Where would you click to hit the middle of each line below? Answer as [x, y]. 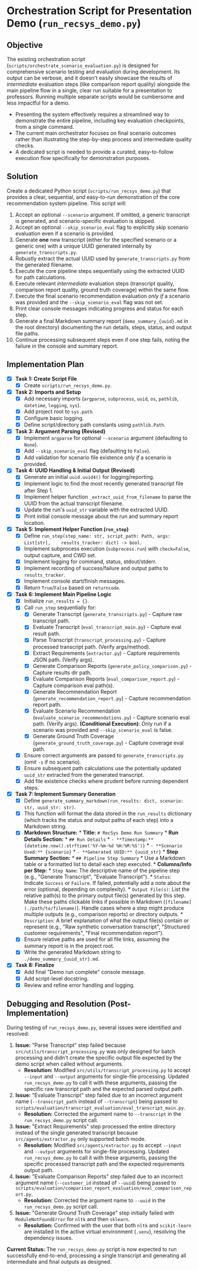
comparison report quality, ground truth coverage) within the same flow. [102, 290]
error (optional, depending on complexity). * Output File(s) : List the [107, 889]
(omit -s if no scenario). [53, 762]
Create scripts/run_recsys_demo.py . [68, 385]
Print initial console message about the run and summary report [101, 516]
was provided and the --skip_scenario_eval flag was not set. [89, 302]
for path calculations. [41, 277]
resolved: [18, 1033]
